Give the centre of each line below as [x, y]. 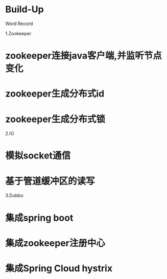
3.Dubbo [15, 196]
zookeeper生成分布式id [55, 94]
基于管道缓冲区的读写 [50, 181]
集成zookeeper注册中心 [55, 243]
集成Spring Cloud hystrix [59, 268]
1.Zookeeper [18, 33]
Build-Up [25, 9]
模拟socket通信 [38, 156]
